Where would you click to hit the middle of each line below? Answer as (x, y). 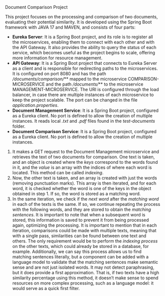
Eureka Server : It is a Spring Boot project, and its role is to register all (82, 37)
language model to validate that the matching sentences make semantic (85, 262)
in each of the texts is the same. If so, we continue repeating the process (86, 204)
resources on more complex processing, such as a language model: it (83, 283)
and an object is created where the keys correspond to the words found (85, 162)
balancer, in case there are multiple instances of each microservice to (83, 95)
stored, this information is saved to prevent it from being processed (81, 220)
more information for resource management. (57, 58)
